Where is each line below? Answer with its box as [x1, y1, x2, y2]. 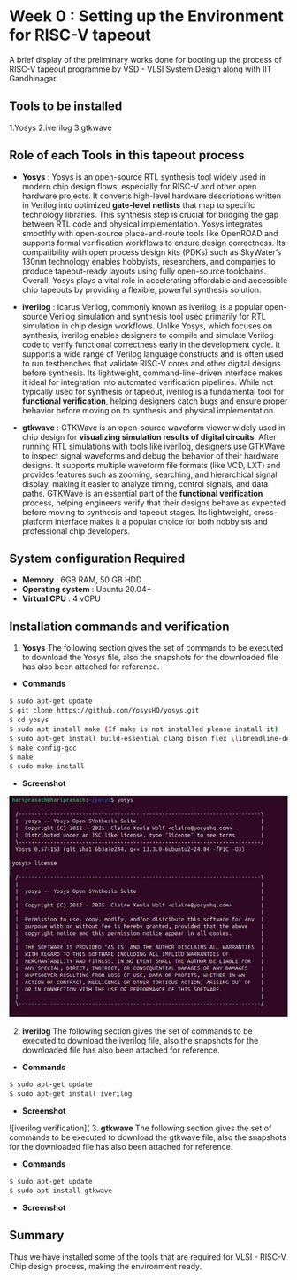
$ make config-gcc [9, 744, 77, 752]
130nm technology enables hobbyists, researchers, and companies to [21, 256, 276, 266]
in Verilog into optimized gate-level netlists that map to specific [21, 199, 255, 210]
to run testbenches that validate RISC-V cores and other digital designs [21, 358, 281, 368]
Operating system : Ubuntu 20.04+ [21, 584, 152, 595]
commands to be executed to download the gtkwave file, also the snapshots [9, 1132, 287, 1143]
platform [21, 516, 53, 527]
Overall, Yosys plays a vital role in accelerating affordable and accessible [21, 274, 288, 285]
